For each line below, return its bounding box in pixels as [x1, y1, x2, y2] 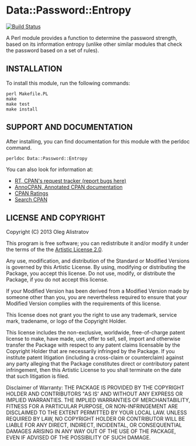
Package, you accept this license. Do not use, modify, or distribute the [6, 270, 176, 277]
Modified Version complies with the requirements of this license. [6, 300, 161, 307]
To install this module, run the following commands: [6, 79, 130, 86]
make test [6, 101, 30, 107]
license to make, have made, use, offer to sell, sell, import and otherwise [6, 336, 181, 343]
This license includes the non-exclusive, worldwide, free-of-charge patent [6, 329, 185, 336]
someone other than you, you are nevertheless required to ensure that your [6, 294, 187, 301]
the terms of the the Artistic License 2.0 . [6, 246, 104, 253]
